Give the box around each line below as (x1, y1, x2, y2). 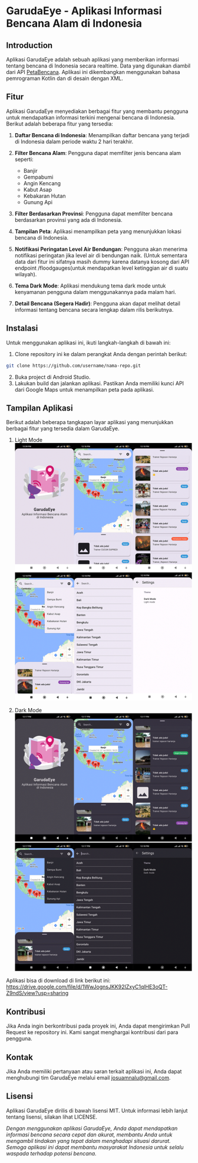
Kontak (6, 1052, 34, 1062)
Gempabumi (23, 173, 54, 180)
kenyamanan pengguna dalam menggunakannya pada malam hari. (14, 288, 177, 295)
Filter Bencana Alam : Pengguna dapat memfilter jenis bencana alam (14, 149, 181, 156)
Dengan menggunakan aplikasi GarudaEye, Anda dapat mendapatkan (6, 1125, 178, 1132)
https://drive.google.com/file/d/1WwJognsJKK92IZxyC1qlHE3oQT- (6, 983, 168, 990)
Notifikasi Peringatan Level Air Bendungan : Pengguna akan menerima (14, 245, 187, 253)
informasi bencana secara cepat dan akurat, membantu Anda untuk (6, 1131, 173, 1138)
